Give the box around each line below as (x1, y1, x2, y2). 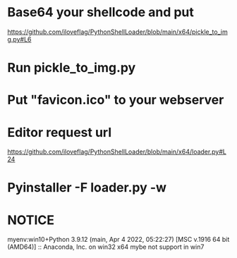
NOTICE (7, 212, 55, 228)
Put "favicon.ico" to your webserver (7, 92, 224, 108)
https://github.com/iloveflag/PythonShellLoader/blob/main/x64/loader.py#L (7, 147, 227, 156)
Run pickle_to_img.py (7, 60, 136, 76)
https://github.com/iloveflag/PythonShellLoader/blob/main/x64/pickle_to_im (7, 27, 228, 36)
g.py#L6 (7, 35, 32, 43)
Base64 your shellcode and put (7, 4, 194, 20)
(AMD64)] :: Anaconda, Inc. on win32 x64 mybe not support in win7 (7, 242, 205, 251)
